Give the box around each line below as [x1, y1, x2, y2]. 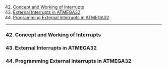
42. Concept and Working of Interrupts [5, 31, 101, 38]
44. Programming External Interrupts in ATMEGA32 [5, 57, 132, 64]
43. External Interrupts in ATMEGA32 [5, 44, 97, 51]
